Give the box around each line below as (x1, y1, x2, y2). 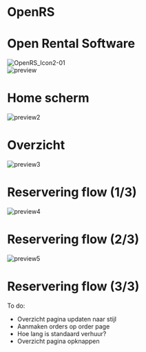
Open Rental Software (7, 36, 136, 52)
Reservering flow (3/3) (7, 279, 140, 295)
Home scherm (7, 91, 90, 106)
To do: (7, 302, 25, 310)
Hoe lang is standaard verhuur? (17, 329, 107, 337)
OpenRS (7, 4, 55, 20)
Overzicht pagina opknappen (17, 337, 100, 345)
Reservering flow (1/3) (7, 185, 137, 201)
